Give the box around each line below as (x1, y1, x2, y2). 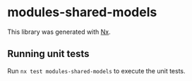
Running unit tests (7, 48, 90, 60)
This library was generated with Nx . (7, 27, 111, 36)
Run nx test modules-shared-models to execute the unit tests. (7, 66, 186, 75)
